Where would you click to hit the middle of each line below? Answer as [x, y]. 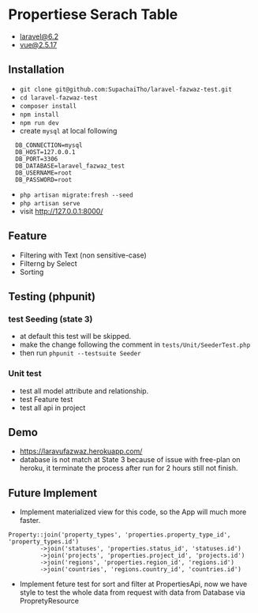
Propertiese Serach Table [93, 15]
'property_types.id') [44, 542]
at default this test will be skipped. [75, 337]
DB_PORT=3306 [37, 159]
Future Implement [52, 493]
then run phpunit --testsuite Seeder [80, 353]
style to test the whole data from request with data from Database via [133, 592]
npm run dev [39, 123]
